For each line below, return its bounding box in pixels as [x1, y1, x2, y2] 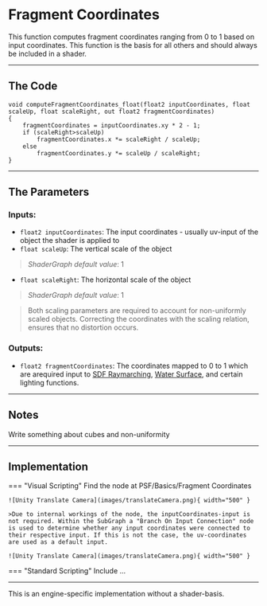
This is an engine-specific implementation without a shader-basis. [8, 589, 225, 599]
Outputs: [8, 342, 44, 354]
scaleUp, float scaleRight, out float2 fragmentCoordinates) [8, 108, 215, 115]
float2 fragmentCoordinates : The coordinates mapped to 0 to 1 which [19, 361, 249, 370]
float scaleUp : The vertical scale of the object [19, 244, 172, 254]
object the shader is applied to [19, 236, 120, 245]
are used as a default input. [8, 538, 109, 546]
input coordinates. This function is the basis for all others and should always [8, 40, 258, 49]
